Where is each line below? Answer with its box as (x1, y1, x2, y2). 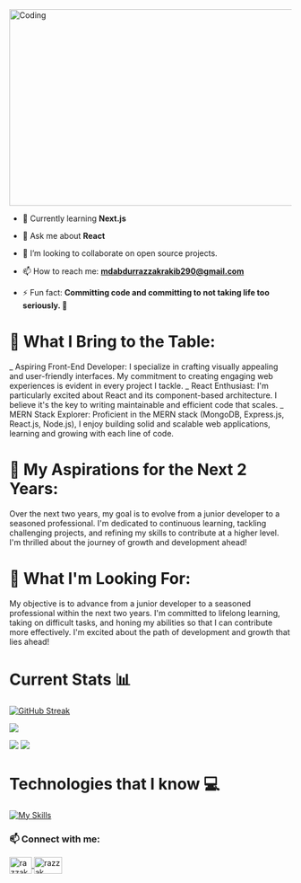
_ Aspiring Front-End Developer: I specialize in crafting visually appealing (9, 361, 279, 372)
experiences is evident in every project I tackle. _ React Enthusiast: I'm (9, 380, 269, 391)
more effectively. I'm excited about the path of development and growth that (9, 626, 290, 637)
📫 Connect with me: (9, 833, 100, 845)
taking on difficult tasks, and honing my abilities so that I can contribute (9, 617, 273, 628)
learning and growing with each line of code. (9, 428, 175, 438)
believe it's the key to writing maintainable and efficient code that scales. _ (9, 399, 284, 410)
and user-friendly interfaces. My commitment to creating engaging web (9, 370, 273, 381)
